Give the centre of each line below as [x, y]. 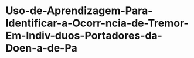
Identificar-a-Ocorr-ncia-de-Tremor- [97, 23]
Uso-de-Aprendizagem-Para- [79, 11]
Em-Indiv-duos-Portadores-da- [84, 36]
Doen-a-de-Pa [41, 48]
